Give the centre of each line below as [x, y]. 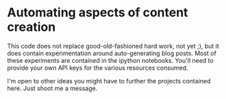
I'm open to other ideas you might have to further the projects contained [109, 81]
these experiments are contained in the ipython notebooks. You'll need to [110, 60]
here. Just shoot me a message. [52, 88]
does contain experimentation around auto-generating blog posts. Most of [112, 53]
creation [32, 27]
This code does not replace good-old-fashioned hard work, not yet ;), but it [113, 46]
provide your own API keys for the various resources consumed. [98, 68]
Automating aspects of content [98, 13]
